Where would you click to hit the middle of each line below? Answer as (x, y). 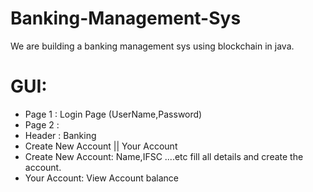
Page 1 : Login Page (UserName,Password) (113, 114)
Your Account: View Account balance (101, 178)
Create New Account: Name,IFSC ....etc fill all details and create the (164, 156)
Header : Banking (60, 135)
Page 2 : (42, 124)
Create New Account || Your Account (101, 146)
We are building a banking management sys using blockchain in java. (152, 46)
